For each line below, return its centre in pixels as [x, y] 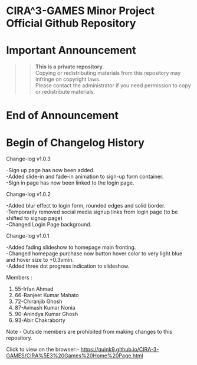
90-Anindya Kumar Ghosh [46, 314]
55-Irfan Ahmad [34, 289]
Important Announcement [71, 50]
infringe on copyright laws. [68, 79]
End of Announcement [63, 116]
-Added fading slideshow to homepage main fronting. [71, 247]
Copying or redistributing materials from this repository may [108, 73]
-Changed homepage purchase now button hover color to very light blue [94, 254]
